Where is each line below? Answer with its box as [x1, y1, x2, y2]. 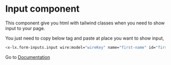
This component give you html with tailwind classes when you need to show [5, 20, 165, 26]
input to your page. [5, 25, 45, 31]
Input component [5, 3, 80, 15]
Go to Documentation [5, 54, 50, 60]
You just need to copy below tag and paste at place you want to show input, [5, 35, 164, 41]
